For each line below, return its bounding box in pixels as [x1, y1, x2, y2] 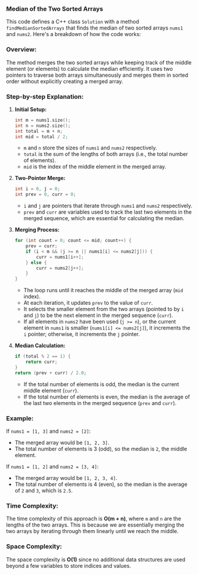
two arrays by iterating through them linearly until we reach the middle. [6, 528, 179, 535]
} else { [25, 259, 47, 266]
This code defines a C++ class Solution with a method [6, 18, 139, 25]
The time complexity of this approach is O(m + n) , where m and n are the [6, 515, 181, 522]
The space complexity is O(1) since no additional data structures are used [6, 556, 186, 563]
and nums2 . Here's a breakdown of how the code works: [6, 31, 141, 38]
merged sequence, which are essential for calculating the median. [23, 215, 184, 222]
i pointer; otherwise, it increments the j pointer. [23, 331, 140, 338]
